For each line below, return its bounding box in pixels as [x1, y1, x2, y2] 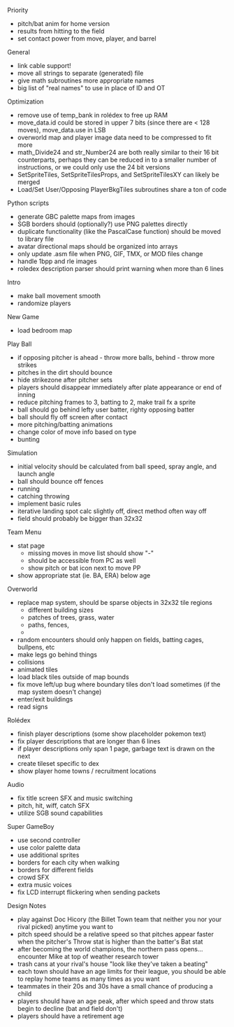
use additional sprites [17, 851, 80, 859]
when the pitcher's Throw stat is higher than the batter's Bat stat [17, 937, 203, 946]
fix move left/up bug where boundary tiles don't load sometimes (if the [17, 680, 221, 688]
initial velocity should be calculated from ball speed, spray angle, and [17, 462, 217, 470]
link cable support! [17, 62, 71, 69]
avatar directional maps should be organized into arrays [17, 242, 178, 251]
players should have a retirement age [17, 1012, 124, 1020]
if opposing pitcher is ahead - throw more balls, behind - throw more [17, 354, 215, 361]
